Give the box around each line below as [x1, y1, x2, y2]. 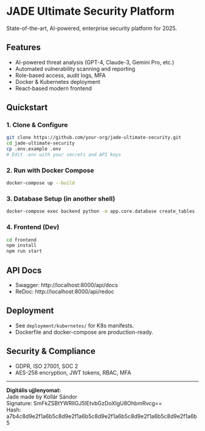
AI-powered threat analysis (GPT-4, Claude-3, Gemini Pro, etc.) [15, 58, 174, 66]
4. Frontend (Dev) [6, 223, 60, 231]
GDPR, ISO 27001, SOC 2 [15, 362, 78, 370]
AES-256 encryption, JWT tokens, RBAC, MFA [15, 369, 131, 376]
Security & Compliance [6, 346, 96, 356]
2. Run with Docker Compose [6, 166, 95, 174]
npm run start [6, 248, 43, 255]
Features [6, 42, 41, 53]
